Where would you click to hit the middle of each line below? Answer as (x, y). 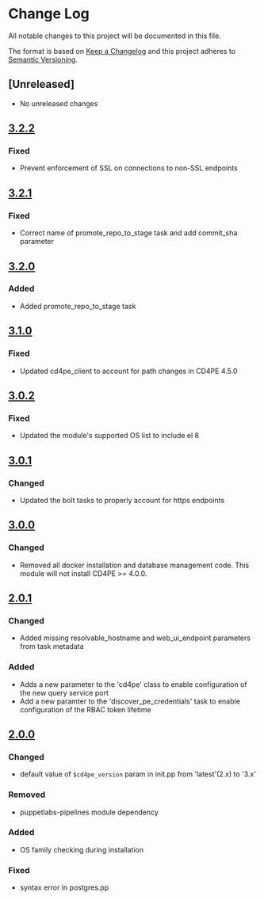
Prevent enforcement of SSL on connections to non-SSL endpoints (128, 168)
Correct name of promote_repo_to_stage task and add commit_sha (128, 233)
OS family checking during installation (82, 849)
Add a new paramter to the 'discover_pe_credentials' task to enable (130, 701)
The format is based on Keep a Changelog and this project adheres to (122, 51)
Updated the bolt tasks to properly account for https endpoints (122, 500)
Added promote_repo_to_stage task (78, 306)
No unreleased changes (59, 103)
